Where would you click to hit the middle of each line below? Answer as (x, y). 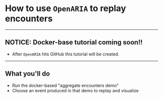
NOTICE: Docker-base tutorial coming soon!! (74, 42)
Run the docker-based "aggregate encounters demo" (65, 85)
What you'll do (27, 74)
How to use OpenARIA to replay (65, 8)
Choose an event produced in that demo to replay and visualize (75, 90)
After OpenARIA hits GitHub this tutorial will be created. (66, 54)
